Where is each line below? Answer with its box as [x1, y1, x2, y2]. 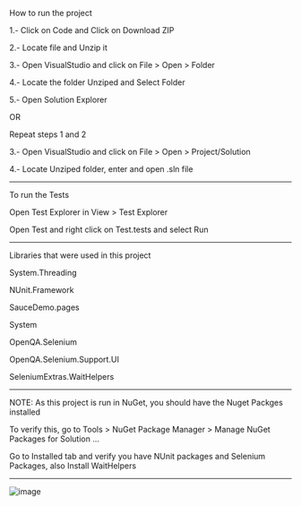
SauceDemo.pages [9, 302, 80, 313]
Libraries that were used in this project [9, 250, 151, 261]
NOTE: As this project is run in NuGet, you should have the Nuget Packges [9, 398, 284, 407]
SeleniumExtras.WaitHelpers [9, 372, 115, 382]
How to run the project [9, 8, 92, 18]
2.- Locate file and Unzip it [9, 42, 107, 53]
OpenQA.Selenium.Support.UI [9, 354, 119, 364]
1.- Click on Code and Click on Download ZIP [9, 25, 175, 35]
